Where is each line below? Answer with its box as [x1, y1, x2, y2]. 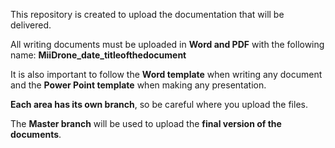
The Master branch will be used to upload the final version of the [10, 118, 282, 129]
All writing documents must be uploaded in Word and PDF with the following [10, 39, 325, 50]
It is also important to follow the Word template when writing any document [10, 69, 323, 80]
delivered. [10, 19, 52, 31]
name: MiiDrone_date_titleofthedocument [10, 49, 187, 61]
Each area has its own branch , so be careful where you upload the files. [10, 99, 308, 110]
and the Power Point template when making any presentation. [10, 79, 267, 91]
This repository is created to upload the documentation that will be [10, 9, 285, 20]
